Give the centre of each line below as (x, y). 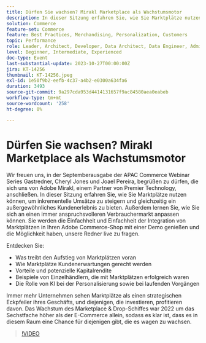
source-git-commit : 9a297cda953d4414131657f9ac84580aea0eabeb (87, 92)
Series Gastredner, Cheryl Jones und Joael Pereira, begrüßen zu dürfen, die (102, 181)
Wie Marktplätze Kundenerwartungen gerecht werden (83, 264)
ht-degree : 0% (25, 109)
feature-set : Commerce (35, 29)
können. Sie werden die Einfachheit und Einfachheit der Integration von (96, 221)
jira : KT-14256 (26, 69)
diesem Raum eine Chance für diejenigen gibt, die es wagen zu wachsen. (99, 322)
